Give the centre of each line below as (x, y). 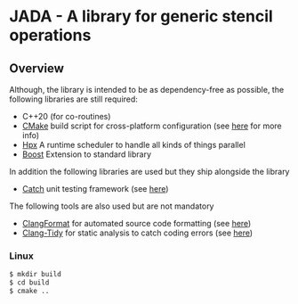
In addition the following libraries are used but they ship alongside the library (149, 172)
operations (50, 35)
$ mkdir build (36, 275)
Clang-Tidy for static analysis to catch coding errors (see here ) (137, 233)
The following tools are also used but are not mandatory (112, 206)
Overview (37, 68)
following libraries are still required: (73, 99)
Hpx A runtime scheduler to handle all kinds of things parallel (134, 145)
